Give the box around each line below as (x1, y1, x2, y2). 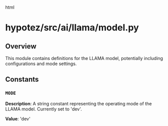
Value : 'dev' (5, 115, 31, 121)
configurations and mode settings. (5, 60, 77, 67)
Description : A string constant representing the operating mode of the (5, 100, 152, 106)
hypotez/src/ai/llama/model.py (5, 22, 139, 33)
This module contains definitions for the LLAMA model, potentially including (5, 55, 163, 61)
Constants (5, 75, 39, 84)
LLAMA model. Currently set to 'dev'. (5, 106, 82, 112)
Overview (5, 42, 37, 50)
